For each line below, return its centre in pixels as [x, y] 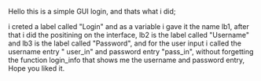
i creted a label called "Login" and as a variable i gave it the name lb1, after [129, 26]
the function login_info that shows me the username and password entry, [127, 60]
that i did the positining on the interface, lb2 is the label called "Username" [129, 35]
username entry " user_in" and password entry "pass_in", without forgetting [131, 52]
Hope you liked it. [37, 68]
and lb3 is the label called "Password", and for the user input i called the [125, 43]
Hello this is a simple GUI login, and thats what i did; [92, 11]
